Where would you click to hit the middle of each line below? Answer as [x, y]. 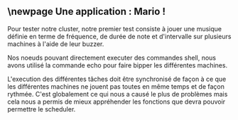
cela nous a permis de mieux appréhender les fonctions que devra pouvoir [117, 102]
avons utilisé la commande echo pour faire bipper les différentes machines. [118, 65]
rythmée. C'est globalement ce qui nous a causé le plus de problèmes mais [118, 94]
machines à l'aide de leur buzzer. [56, 44]
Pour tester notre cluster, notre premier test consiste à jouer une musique [115, 28]
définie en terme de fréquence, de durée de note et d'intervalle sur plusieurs [119, 36]
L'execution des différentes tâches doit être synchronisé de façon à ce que [117, 79]
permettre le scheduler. [42, 109]
